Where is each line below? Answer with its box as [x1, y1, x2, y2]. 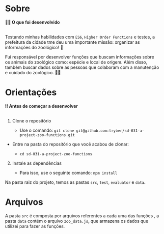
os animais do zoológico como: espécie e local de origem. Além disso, [5, 59, 147, 65]
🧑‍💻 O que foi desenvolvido [5, 19, 60, 25]
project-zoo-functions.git [19, 132, 75, 138]
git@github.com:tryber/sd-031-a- [76, 128, 145, 133]
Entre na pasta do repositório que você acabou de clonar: [12, 141, 129, 147]
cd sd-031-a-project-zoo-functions [19, 151, 92, 156]
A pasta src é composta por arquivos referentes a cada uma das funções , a [5, 212, 159, 219]
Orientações [5, 87, 57, 98]
